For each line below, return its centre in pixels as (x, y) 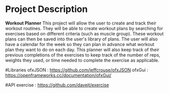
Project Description (47, 9)
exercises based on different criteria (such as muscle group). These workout (84, 33)
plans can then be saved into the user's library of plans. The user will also (81, 39)
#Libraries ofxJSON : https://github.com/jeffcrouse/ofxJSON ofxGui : (77, 70)
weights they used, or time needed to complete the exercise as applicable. (82, 60)
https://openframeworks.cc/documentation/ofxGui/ (58, 75)
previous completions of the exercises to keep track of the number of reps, (83, 55)
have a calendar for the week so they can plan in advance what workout (80, 44)
